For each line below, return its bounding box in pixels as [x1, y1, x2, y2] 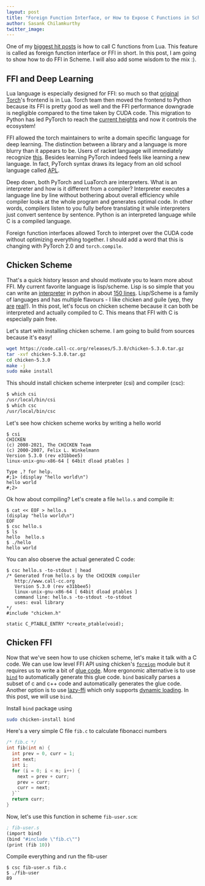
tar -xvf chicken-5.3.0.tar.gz [6, 351, 86, 357]
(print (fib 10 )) [6, 842, 51, 848]
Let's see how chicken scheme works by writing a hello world [6, 419, 161, 426]
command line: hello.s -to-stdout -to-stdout [14, 594, 132, 600]
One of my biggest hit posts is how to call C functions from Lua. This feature [6, 43, 198, 50]
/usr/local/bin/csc [6, 408, 56, 414]
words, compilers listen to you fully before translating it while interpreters [6, 204, 190, 212]
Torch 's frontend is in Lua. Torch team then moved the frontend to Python [6, 96, 192, 104]
